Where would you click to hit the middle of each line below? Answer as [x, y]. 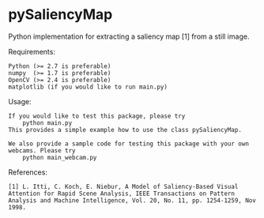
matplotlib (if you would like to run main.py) [88, 87]
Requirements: [32, 51]
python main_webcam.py [60, 157]
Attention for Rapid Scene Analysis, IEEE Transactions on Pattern [122, 194]
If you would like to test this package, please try [97, 116]
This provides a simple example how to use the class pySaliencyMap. [125, 130]
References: [28, 172]
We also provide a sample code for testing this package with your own [128, 144]
